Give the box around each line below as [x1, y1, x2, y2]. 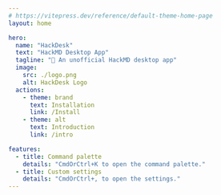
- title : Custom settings [15, 168, 102, 176]
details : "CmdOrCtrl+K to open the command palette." [22, 160, 206, 169]
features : [8, 145, 42, 153]
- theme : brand [22, 93, 74, 101]
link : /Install [29, 108, 81, 116]
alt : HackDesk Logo [22, 78, 88, 87]
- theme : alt [22, 116, 66, 124]
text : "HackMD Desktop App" [15, 49, 110, 57]
